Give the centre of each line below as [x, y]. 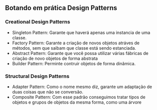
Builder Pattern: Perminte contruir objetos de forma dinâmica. [74, 63]
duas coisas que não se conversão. [48, 92]
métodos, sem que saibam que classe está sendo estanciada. [74, 48]
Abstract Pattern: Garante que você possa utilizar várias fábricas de [80, 53]
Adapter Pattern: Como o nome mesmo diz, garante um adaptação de [82, 87]
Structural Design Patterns [37, 76]
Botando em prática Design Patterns [61, 8]
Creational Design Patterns [38, 22]
